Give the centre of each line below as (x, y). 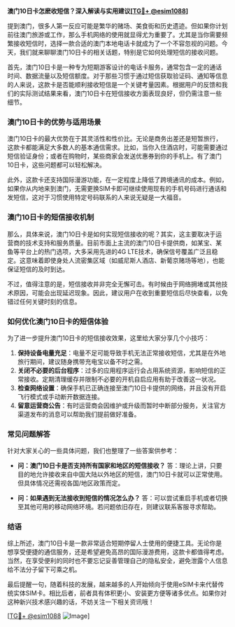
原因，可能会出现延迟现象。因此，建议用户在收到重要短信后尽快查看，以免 (120, 292)
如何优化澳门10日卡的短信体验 (58, 321)
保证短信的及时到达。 (38, 269)
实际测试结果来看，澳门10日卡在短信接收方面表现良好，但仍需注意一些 (121, 93)
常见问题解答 (29, 434)
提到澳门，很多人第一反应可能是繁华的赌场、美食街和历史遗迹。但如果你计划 (117, 26)
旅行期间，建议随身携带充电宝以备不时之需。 (82, 361)
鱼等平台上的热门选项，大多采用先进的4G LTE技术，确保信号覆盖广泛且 (109, 251)
